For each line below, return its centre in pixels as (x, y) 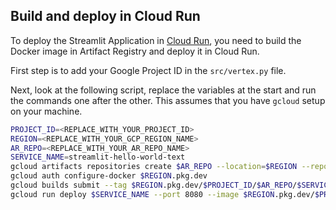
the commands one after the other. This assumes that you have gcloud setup (168, 100)
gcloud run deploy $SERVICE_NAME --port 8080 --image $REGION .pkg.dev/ (162, 194)
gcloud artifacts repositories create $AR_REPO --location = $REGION (154, 167)
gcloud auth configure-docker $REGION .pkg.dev (109, 176)
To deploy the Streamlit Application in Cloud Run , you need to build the (156, 40)
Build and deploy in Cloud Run (105, 16)
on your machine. (46, 111)
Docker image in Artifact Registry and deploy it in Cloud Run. (135, 51)
